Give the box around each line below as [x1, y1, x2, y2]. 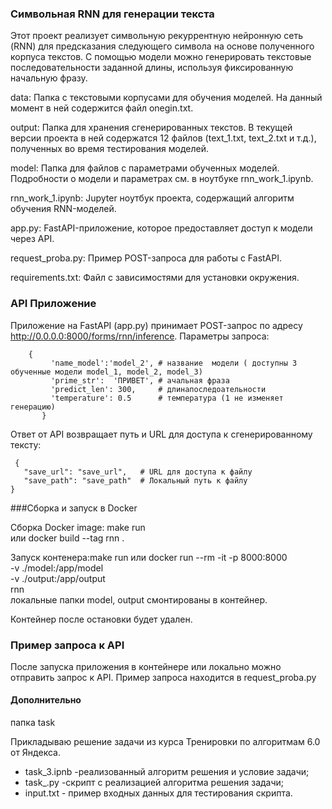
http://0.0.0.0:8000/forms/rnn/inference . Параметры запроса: [10, 330, 270, 342]
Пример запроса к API [10, 638, 125, 652]
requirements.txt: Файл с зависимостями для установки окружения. [10, 272, 300, 284]
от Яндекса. [10, 747, 61, 759]
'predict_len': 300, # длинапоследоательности [50, 384, 267, 394]
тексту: [10, 438, 42, 451]
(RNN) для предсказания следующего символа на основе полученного [10, 40, 315, 52]
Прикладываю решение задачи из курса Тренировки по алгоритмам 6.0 [10, 736, 321, 748]
